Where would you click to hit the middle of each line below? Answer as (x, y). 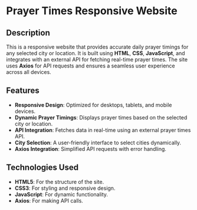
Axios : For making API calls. (49, 201)
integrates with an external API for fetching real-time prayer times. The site (97, 59)
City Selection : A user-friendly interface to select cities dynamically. (98, 143)
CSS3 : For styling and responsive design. (65, 188)
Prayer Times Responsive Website (92, 11)
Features (23, 91)
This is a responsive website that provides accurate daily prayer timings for (97, 47)
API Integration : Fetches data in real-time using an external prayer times (103, 130)
